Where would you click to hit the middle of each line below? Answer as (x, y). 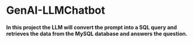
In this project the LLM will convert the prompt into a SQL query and (92, 27)
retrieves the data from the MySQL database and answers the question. (97, 33)
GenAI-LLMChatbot (56, 10)
